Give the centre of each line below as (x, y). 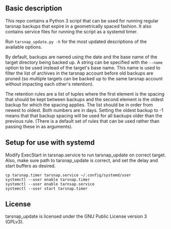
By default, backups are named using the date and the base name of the (81, 57)
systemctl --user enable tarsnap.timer (48, 179)
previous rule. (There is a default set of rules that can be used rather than (82, 121)
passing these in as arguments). (39, 126)
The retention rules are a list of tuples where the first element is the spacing (85, 94)
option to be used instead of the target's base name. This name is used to (83, 67)
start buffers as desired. (31, 166)
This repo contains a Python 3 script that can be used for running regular (82, 20)
